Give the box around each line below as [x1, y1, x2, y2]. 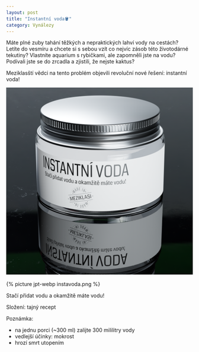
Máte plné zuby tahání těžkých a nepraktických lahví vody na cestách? [6, 39, 179, 46]
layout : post [6, 9, 38, 15]
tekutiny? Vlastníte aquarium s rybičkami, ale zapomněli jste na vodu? [6, 52, 176, 59]
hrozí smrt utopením [14, 339, 64, 347]
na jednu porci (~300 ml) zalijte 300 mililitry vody [14, 326, 135, 334]
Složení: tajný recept [6, 303, 56, 311]
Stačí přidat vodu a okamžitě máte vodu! [6, 292, 105, 299]
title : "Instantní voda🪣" [6, 15, 72, 22]
